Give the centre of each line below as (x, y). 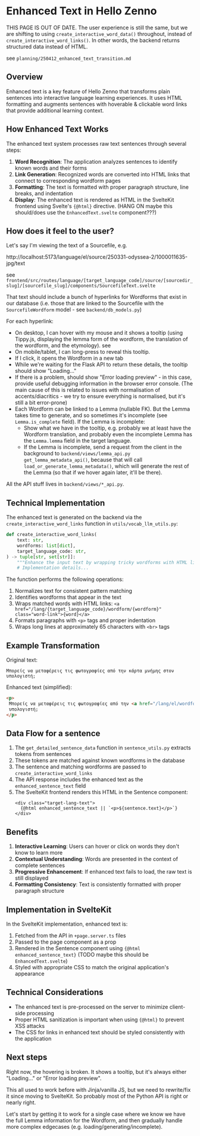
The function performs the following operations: (65, 579)
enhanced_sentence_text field (50, 786)
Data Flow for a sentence (53, 734)
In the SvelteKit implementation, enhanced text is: (67, 924)
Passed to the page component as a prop (65, 942)
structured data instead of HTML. (47, 47)
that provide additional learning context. (55, 110)
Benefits (22, 832)
